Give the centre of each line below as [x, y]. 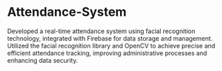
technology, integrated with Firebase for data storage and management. [110, 38]
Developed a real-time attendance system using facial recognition [101, 31]
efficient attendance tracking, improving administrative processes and [107, 53]
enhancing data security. [43, 60]
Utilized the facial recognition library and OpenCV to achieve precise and [111, 45]
